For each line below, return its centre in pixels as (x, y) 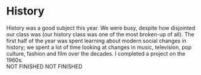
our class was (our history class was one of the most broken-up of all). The (100, 34)
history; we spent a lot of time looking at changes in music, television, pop (99, 47)
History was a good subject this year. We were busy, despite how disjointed (101, 28)
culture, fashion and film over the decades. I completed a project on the (96, 53)
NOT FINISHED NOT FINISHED (45, 66)
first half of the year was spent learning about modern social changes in (97, 41)
